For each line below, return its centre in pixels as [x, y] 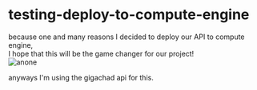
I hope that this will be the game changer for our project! [101, 53]
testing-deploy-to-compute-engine [129, 15]
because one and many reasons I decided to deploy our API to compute [127, 37]
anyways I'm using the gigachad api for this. [81, 77]
